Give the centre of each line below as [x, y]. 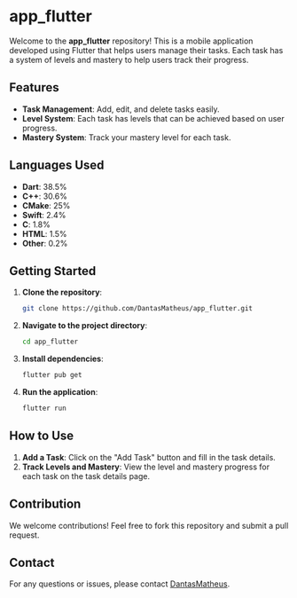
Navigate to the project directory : [85, 326]
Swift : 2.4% [44, 215]
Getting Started [53, 271]
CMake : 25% [46, 205]
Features [34, 87]
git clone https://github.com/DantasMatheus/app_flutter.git [137, 309]
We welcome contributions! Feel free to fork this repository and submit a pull [149, 525]
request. [24, 535]
